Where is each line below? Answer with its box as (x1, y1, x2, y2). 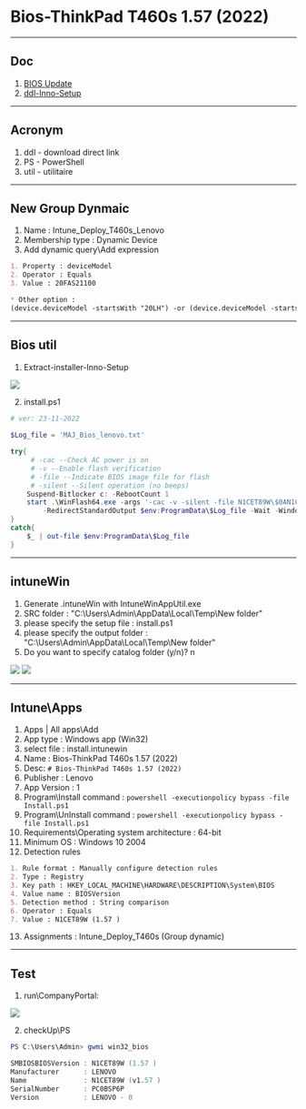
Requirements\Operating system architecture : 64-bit (23, 827, 222, 838)
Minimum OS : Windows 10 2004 (23, 837, 146, 848)
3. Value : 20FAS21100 (10, 279, 96, 288)
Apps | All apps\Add (23, 724, 99, 735)
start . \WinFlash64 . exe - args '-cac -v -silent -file (26, 498, 234, 507)
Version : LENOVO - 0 (10, 1093, 133, 1102)
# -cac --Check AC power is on (30, 456, 149, 465)
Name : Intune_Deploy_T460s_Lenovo (23, 225, 164, 236)
